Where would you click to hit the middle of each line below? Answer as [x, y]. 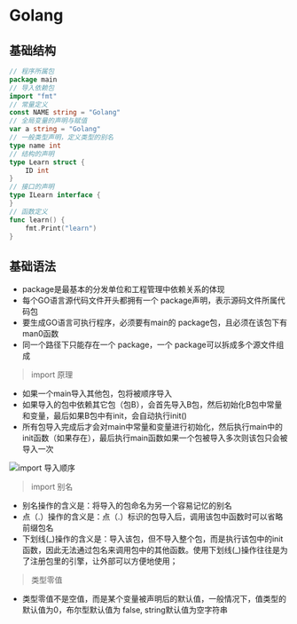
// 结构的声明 [32, 154]
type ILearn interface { [55, 195]
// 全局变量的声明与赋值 [48, 121]
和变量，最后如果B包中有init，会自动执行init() [105, 416]
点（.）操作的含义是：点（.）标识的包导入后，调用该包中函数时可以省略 [152, 517]
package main [33, 79]
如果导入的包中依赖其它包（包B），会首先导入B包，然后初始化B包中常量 [152, 405]
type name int [35, 146]
